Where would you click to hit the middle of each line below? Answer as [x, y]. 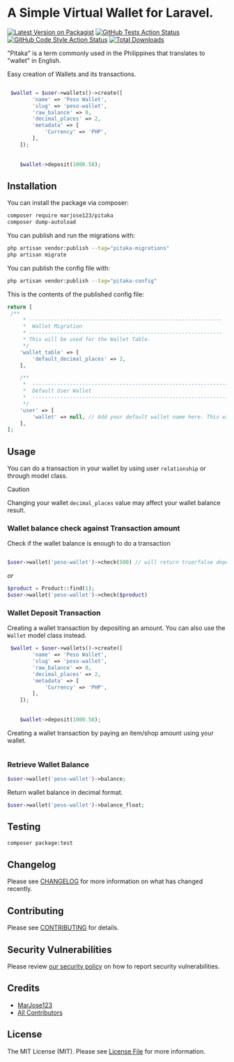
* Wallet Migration [52, 327]
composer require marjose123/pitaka [60, 216]
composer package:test [40, 843]
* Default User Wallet [57, 391]
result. [16, 510]
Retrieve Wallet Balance [48, 764]
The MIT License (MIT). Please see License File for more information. [106, 1051]
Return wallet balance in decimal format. [65, 792]
